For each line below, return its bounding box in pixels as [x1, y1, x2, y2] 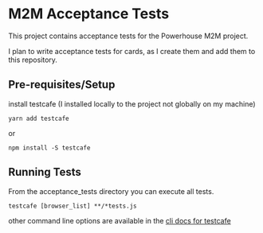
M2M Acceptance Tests [8, 5, 170, 23]
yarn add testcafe [8, 115, 69, 122]
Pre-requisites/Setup [8, 78, 116, 91]
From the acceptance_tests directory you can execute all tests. [8, 186, 214, 196]
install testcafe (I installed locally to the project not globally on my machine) [8, 99, 257, 108]
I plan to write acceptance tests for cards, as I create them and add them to [8, 46, 256, 56]
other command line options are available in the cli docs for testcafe [8, 216, 231, 225]
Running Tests [8, 165, 81, 179]
